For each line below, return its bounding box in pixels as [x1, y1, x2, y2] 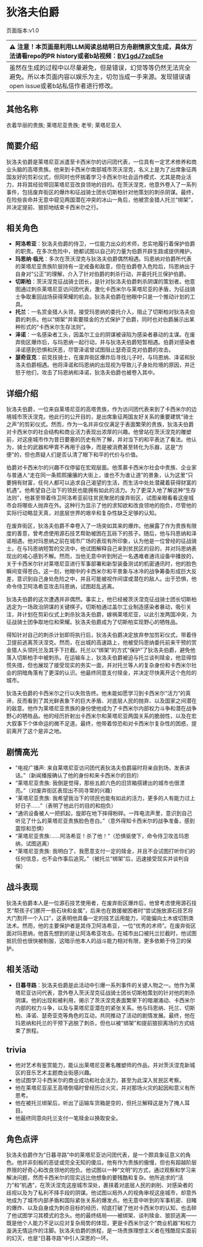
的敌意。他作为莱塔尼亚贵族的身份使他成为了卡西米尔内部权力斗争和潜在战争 [6, 705, 197, 712]
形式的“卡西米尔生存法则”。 [20, 324, 89, 331]
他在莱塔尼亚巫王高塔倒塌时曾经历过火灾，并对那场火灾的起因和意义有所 [14, 1084, 195, 1091]
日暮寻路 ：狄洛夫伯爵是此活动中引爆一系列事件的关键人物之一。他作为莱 [14, 981, 195, 988]
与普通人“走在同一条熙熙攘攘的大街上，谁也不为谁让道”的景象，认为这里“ [6, 471, 188, 479]
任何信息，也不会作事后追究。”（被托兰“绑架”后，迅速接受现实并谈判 [14, 855, 184, 862]
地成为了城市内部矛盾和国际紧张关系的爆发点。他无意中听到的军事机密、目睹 [6, 1197, 197, 1204]
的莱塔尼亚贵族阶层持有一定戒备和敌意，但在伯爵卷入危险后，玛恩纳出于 [14, 263, 195, 270]
